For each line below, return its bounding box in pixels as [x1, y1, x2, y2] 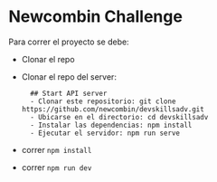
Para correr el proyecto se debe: [8, 36, 129, 47]
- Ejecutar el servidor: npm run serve [30, 129, 180, 138]
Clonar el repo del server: [21, 71, 117, 82]
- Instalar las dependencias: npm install [30, 120, 193, 129]
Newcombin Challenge [8, 6, 183, 27]
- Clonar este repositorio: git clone [30, 97, 176, 106]
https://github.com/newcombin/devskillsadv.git [21, 104, 204, 114]
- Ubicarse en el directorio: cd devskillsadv [30, 112, 209, 121]
